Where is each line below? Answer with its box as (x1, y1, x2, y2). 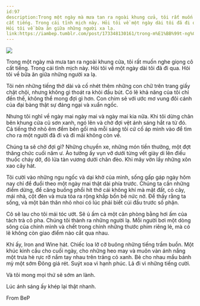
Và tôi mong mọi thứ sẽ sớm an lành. (6, 272, 96, 279)
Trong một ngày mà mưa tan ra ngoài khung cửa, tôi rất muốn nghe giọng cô (6, 58, 193, 65)
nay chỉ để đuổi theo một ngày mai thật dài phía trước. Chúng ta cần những (6, 180, 190, 187)
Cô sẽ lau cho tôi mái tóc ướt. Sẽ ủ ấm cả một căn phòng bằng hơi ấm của (6, 210, 187, 217)
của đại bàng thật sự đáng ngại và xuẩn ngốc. (6, 102, 118, 109)
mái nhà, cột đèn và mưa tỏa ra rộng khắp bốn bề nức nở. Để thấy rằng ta (6, 193, 186, 200)
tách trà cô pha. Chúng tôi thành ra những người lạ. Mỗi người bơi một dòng (6, 217, 191, 224)
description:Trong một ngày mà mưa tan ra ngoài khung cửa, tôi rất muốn (6, 14, 193, 20)
